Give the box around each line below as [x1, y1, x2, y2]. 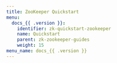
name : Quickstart [17, 31, 61, 37]
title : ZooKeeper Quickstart [6, 8, 79, 15]
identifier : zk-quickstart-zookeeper [17, 25, 112, 32]
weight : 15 [17, 43, 44, 49]
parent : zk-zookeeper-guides [17, 37, 90, 43]
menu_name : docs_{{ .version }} [6, 48, 87, 54]
